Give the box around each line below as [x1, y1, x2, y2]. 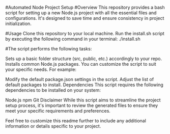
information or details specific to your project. [5, 123, 101, 129]
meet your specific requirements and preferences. [5, 108, 111, 114]
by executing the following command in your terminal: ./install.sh [5, 36, 141, 42]
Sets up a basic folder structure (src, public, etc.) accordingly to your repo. [5, 56, 162, 62]
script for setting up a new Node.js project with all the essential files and [5, 10, 157, 16]
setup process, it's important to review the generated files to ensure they [5, 102, 158, 109]
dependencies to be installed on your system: [5, 87, 101, 93]
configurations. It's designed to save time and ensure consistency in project [5, 15, 164, 21]
